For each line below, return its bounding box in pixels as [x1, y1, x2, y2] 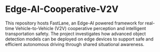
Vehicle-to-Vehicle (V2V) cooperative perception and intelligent [15, 25, 146, 31]
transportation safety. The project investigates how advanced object [5, 30, 146, 36]
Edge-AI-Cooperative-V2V [5, 3, 118, 15]
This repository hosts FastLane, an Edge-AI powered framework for [5, 20, 144, 26]
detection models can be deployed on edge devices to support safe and [5, 36, 154, 42]
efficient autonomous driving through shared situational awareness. [5, 41, 144, 47]
